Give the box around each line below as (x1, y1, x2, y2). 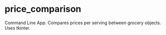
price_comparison (4, 3, 82, 15)
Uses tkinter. (4, 25, 31, 31)
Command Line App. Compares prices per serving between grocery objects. (4, 20, 162, 26)
